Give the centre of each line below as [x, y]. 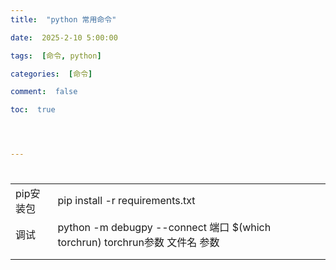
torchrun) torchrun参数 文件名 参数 [138, 243]
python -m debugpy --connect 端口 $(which [164, 228]
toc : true [33, 110]
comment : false [44, 92]
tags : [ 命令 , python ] [56, 56]
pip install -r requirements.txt [126, 201]
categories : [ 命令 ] [51, 74]
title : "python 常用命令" [63, 19]
